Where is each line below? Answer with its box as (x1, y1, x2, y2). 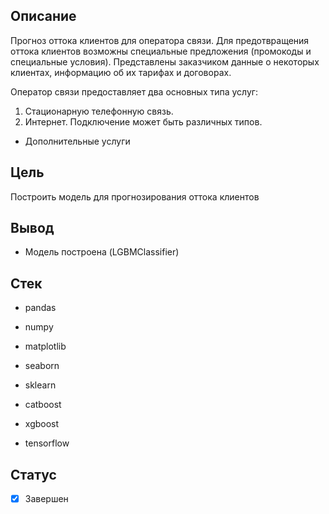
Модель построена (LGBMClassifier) (24, 246, 180, 258)
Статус (10, 466, 57, 483)
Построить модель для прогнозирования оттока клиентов (10, 190, 260, 203)
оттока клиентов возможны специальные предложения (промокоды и (10, 45, 312, 57)
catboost (24, 399, 62, 411)
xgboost (24, 418, 60, 430)
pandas (24, 302, 57, 314)
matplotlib (24, 340, 67, 353)
